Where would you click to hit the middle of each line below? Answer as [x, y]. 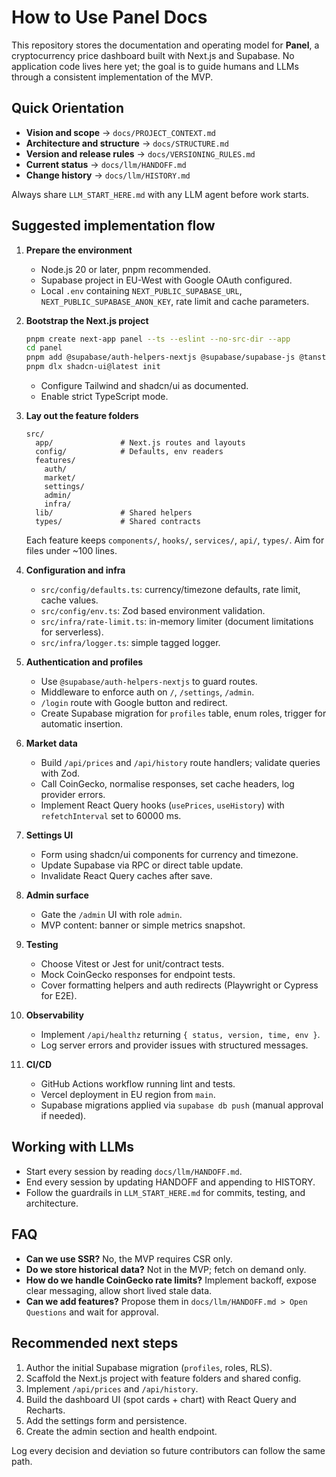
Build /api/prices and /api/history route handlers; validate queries [180, 763]
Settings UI [49, 835]
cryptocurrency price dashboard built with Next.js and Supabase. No [153, 55]
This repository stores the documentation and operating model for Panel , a [165, 45]
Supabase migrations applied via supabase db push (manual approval [182, 1105]
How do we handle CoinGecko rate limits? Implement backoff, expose [171, 1280]
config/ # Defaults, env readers [129, 452]
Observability [54, 1015]
